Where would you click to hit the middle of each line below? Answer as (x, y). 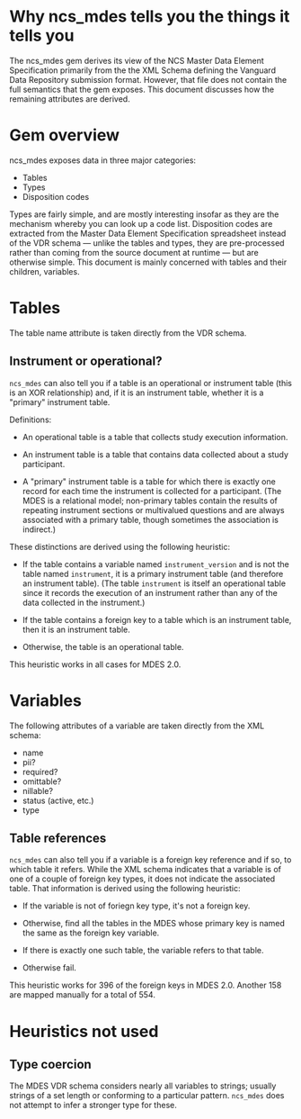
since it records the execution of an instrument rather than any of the (150, 592)
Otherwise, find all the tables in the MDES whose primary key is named (154, 924)
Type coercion (50, 1064)
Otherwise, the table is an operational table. (103, 646)
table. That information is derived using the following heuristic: (125, 889)
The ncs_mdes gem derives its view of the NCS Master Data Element (137, 60)
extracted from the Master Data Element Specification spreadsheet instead (148, 233)
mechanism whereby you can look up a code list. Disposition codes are (141, 223)
